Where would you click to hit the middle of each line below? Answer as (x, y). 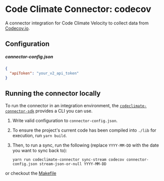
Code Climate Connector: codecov (78, 9)
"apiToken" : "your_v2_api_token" (44, 73)
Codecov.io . (17, 28)
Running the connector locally (53, 93)
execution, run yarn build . (40, 135)
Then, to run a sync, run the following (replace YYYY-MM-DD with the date (86, 145)
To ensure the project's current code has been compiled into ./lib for (84, 130)
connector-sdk (20, 111)
